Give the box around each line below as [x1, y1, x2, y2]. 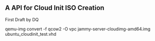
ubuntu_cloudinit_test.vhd [5, 31, 57, 37]
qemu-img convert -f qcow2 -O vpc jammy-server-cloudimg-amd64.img [5, 26, 151, 32]
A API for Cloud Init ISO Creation [5, 4, 104, 12]
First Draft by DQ [5, 16, 39, 22]
